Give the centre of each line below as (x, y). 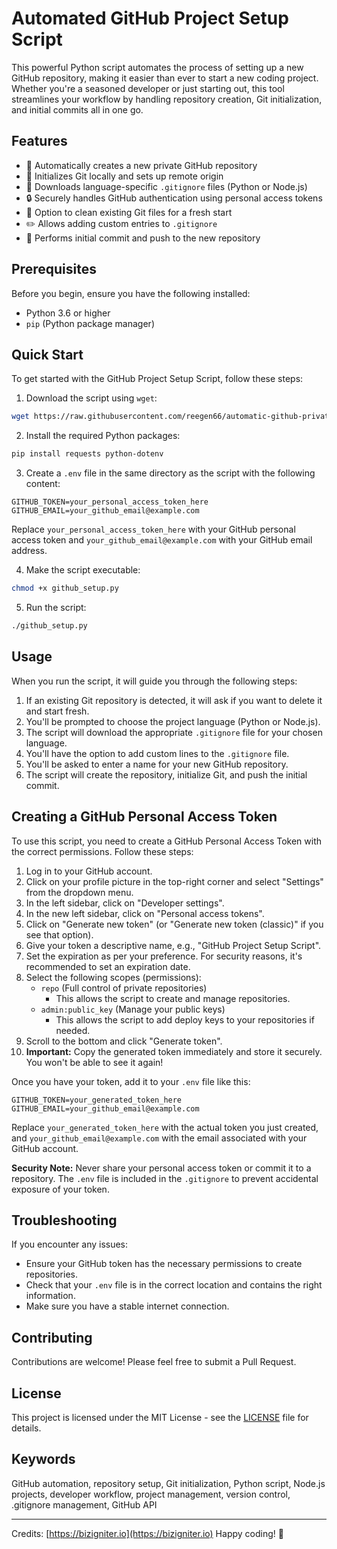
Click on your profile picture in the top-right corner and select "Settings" (174, 881)
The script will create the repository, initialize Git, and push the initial (166, 774)
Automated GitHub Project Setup (150, 18)
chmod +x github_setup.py (65, 588)
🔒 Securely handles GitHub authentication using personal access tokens (174, 198)
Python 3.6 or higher (68, 313)
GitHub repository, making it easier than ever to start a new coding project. (165, 78)
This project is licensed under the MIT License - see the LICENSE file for (160, 1417)
